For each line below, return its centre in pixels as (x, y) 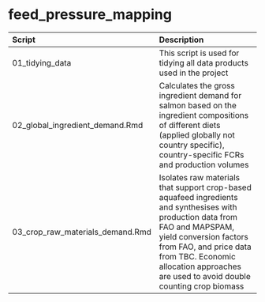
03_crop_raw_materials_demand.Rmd (82, 232)
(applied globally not (197, 134)
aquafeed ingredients (198, 197)
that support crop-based (205, 187)
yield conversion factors (203, 236)
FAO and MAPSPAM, (197, 227)
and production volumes (204, 164)
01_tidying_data (42, 62)
